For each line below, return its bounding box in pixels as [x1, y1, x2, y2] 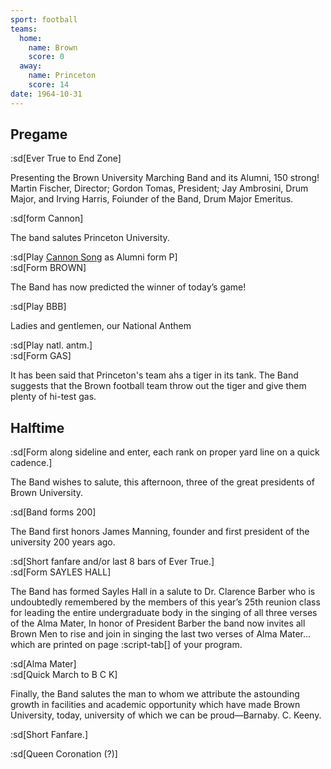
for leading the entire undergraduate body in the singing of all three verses [10, 607, 318, 619]
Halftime [10, 419, 65, 436]
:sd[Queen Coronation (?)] [10, 748, 118, 760]
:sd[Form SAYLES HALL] [10, 566, 112, 578]
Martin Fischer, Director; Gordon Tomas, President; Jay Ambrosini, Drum [10, 182, 309, 195]
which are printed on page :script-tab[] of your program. [10, 639, 243, 651]
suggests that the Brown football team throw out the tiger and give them [10, 380, 307, 392]
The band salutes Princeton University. [10, 232, 170, 244]
